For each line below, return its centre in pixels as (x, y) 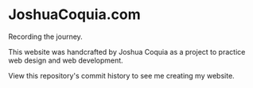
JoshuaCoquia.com (74, 15)
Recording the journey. (46, 36)
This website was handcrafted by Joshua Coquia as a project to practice (127, 52)
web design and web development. (66, 60)
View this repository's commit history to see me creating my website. (121, 75)
